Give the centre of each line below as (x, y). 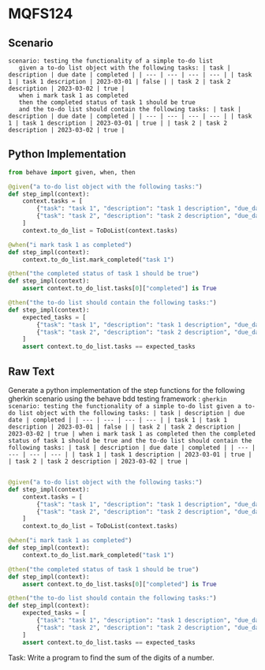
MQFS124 (41, 14)
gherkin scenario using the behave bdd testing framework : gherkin (118, 399)
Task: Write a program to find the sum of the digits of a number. (111, 657)
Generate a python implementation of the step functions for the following (127, 390)
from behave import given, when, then (72, 172)
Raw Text (32, 371)
